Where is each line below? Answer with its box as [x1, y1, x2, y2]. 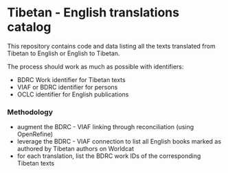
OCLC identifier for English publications [16, 90, 129, 98]
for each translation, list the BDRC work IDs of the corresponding [16, 152, 201, 160]
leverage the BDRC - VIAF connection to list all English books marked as [16, 137, 222, 146]
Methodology [7, 107, 54, 117]
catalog [7, 19, 52, 35]
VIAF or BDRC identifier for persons [16, 83, 118, 91]
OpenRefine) [16, 130, 54, 138]
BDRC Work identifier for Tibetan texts [16, 75, 126, 83]
